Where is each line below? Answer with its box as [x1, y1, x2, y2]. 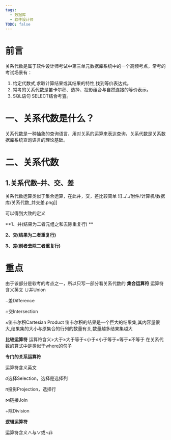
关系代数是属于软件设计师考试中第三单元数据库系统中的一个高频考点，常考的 [5, 63, 166, 69]
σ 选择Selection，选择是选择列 [5, 375, 68, 381]
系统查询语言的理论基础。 [14, 137, 68, 143]
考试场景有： [5, 69, 32, 75]
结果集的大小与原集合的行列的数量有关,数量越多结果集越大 [11, 326, 133, 332]
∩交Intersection [5, 308, 38, 315]
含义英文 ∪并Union [5, 287, 46, 293]
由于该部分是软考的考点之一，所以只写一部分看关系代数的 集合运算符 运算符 [5, 280, 164, 287]
